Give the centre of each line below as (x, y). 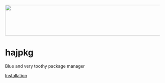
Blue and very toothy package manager (45, 66)
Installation (16, 75)
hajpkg (19, 52)
